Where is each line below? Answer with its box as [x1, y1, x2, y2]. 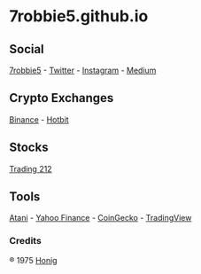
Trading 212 [9, 163, 52, 174]
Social [9, 42, 44, 57]
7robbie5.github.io [9, 6, 149, 27]
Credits [9, 235, 42, 247]
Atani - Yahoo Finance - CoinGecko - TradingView [9, 213, 192, 223]
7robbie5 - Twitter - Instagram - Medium [9, 65, 157, 75]
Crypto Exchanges [9, 90, 114, 106]
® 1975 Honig [9, 254, 58, 265]
